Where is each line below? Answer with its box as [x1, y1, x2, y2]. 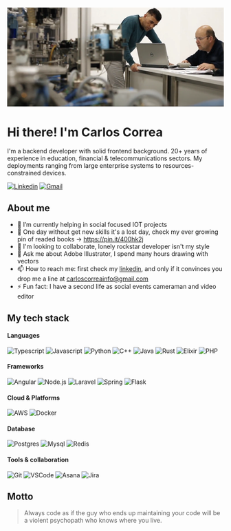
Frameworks [7, 362, 44, 371]
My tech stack [7, 312, 70, 324]
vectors [16, 257, 39, 265]
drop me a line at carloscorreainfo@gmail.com [16, 274, 149, 283]
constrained [7, 169, 41, 177]
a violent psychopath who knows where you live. [23, 517, 162, 525]
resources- [162, 162, 195, 170]
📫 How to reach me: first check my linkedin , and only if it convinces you [16, 265, 223, 273]
